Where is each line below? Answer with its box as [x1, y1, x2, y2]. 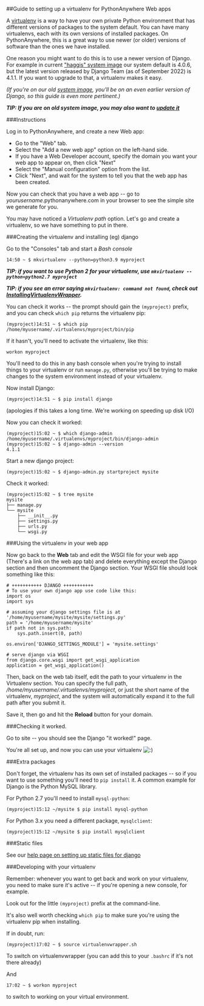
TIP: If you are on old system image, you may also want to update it [6, 104, 180, 112]
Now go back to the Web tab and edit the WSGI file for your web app [6, 551, 178, 558]
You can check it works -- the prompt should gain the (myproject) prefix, [6, 303, 189, 310]
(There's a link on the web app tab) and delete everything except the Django [6, 558, 197, 565]
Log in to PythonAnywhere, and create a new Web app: [6, 128, 144, 135]
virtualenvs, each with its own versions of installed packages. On [6, 30, 169, 37]
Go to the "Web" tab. [15, 140, 68, 147]
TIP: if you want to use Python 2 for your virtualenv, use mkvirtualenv [6, 267, 184, 275]
